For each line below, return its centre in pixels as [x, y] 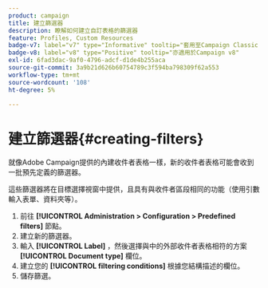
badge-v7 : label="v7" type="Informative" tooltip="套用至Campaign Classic [134, 45]
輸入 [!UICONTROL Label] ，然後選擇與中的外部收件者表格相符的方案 [133, 246]
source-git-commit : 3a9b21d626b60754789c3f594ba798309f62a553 [114, 68]
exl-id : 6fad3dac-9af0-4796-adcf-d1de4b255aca [87, 61]
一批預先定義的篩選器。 [47, 172]
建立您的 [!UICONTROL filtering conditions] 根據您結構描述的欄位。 [132, 266]
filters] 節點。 [43, 226]
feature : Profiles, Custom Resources [71, 38]
